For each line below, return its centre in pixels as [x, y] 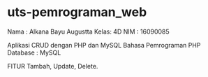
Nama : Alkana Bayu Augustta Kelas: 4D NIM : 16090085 [88, 31]
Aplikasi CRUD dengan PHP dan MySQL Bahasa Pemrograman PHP [104, 45]
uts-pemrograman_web [77, 12]
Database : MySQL [34, 52]
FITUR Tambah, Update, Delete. [53, 66]
